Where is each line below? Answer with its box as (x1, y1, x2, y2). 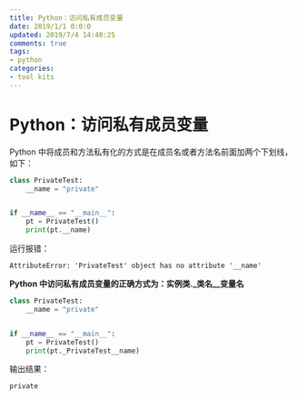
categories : (9, 65, 54, 74)
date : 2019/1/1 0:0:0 (9, 22, 92, 31)
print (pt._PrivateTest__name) (25, 346, 141, 355)
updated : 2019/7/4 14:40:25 (9, 30, 116, 39)
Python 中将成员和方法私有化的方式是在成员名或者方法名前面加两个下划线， (9, 146, 293, 157)
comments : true (9, 38, 67, 48)
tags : (9, 47, 30, 56)
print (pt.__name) (25, 225, 92, 235)
